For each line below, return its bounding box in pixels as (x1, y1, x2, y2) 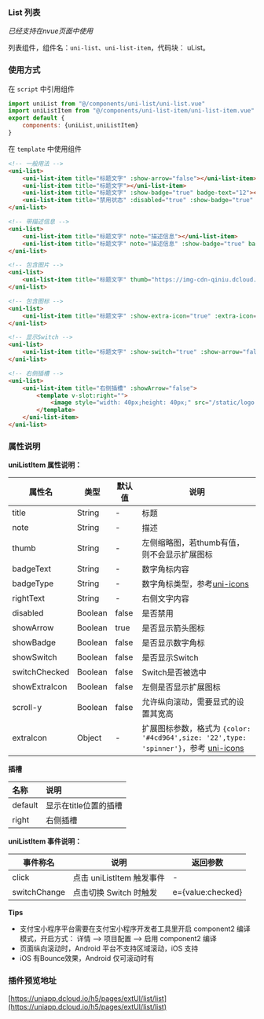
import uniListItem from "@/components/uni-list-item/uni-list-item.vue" (8, 107, 255, 115)
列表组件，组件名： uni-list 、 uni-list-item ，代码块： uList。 (8, 43, 210, 53)
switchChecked (12, 667, 70, 678)
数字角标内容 (141, 564, 190, 575)
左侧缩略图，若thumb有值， (141, 537, 245, 548)
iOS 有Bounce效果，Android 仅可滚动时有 (19, 954, 155, 963)
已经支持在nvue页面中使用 (8, 26, 93, 36)
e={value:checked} (172, 887, 243, 898)
